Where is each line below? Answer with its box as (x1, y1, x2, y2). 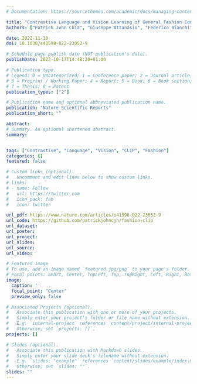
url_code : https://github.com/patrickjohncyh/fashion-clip (6, 218, 154, 224)
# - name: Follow (6, 185, 49, 191)
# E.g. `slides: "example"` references (6, 358, 109, 364)
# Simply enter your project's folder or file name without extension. (6, 315, 191, 321)
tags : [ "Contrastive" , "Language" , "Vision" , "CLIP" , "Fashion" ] (6, 148, 169, 153)
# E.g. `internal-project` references (6, 320, 107, 327)
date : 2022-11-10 (6, 35, 49, 41)
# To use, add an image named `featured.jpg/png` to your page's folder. (6, 266, 191, 272)
